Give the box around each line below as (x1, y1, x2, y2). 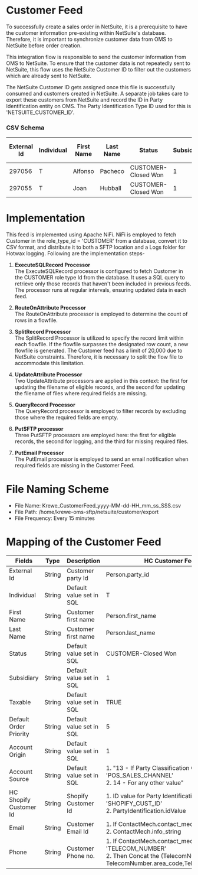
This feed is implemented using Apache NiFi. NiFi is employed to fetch (6, 231, 177, 238)
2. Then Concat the (105, 852, 160, 860)
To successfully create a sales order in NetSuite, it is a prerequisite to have (6, 23, 187, 30)
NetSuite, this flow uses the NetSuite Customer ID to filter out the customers (6, 66, 192, 73)
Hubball (100, 184, 122, 193)
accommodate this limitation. (14, 360, 85, 367)
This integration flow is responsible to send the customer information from (6, 53, 187, 60)
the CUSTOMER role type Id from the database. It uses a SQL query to (14, 274, 186, 281)
